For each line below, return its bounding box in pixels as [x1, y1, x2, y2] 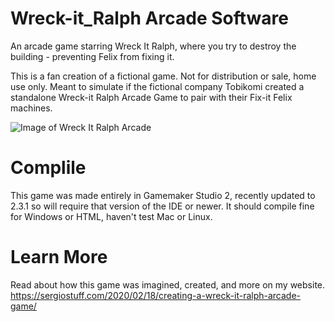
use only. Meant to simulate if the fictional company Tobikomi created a [10, 80, 305, 92]
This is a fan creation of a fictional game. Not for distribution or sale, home [10, 70, 317, 82]
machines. [10, 102, 53, 114]
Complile [10, 157, 87, 179]
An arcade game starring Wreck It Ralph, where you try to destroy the [10, 40, 297, 52]
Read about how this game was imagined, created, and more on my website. [10, 278, 326, 291]
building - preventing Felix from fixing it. [10, 50, 175, 62]
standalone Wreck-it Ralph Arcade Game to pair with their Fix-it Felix [10, 91, 293, 103]
